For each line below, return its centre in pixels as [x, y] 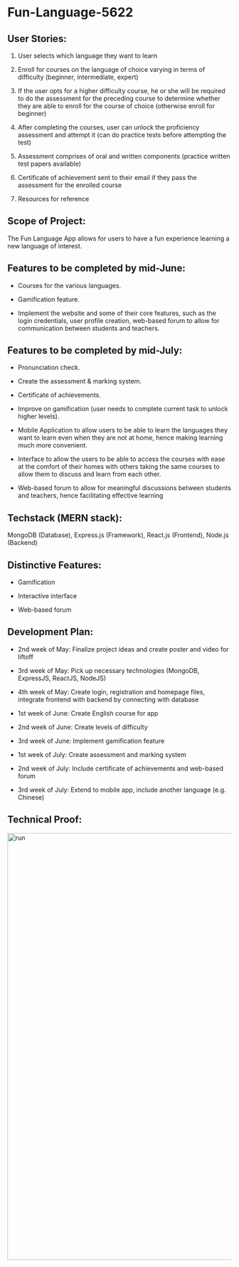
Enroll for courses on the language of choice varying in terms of [111, 69]
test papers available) [49, 164]
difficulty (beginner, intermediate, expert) [78, 77]
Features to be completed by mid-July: [95, 350]
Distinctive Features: [54, 565]
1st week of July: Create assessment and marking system [102, 754]
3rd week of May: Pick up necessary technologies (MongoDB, [108, 670]
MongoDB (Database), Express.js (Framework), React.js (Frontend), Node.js [118, 535]
